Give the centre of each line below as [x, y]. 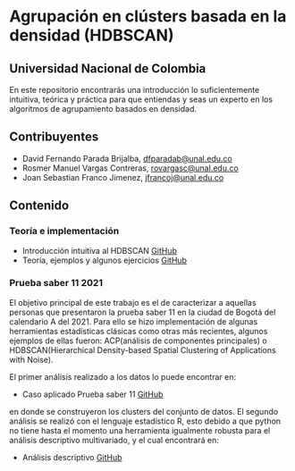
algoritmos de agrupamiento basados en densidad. [103, 109]
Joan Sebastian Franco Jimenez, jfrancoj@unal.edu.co [123, 177]
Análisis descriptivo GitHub [72, 457]
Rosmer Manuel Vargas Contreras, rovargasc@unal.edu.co [130, 168]
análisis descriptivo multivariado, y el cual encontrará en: [114, 440]
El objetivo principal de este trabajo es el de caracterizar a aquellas [133, 302]
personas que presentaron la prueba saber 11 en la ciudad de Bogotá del [143, 312]
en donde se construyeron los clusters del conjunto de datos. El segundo [144, 411]
